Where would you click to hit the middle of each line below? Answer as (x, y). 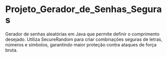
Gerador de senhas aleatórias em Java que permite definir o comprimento (82, 34)
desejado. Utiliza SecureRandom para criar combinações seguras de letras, (84, 39)
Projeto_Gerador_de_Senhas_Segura (83, 9)
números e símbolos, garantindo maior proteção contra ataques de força (81, 44)
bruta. (11, 50)
